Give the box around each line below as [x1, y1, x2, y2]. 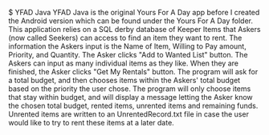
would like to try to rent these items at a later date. [8, 118, 174, 127]
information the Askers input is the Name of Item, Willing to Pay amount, [8, 42, 247, 51]
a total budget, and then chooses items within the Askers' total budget [8, 76, 241, 85]
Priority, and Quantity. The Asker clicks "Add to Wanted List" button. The [8, 50, 248, 59]
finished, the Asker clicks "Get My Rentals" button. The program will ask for [8, 67, 259, 76]
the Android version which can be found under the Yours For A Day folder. [8, 16, 253, 26]
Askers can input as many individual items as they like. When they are [8, 58, 239, 68]
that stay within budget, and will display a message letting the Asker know [8, 93, 253, 101]
